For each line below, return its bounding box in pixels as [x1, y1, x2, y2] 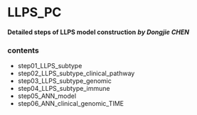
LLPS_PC [7, 4, 62, 21]
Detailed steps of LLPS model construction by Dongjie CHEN [7, 28, 190, 36]
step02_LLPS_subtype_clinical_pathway [17, 69, 135, 78]
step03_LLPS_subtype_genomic [17, 77, 112, 85]
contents [7, 45, 39, 55]
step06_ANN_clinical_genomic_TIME [17, 99, 124, 108]
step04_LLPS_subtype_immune [17, 84, 110, 93]
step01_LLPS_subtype [17, 62, 82, 70]
